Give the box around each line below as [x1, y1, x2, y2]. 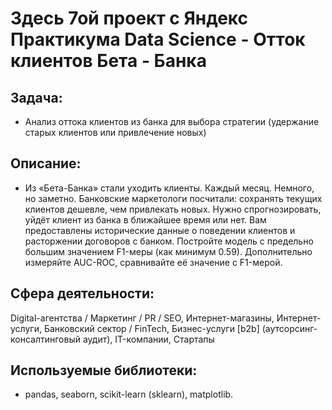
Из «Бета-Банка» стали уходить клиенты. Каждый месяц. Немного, [24, 182, 315, 194]
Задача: [10, 89, 63, 106]
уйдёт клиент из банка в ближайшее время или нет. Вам [24, 213, 267, 226]
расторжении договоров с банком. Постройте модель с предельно [24, 235, 314, 247]
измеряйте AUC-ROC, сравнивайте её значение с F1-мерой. [24, 256, 283, 268]
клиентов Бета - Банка [10, 50, 207, 72]
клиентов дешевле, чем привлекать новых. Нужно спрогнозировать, [24, 203, 322, 215]
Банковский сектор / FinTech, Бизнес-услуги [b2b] [43, 322, 260, 334]
